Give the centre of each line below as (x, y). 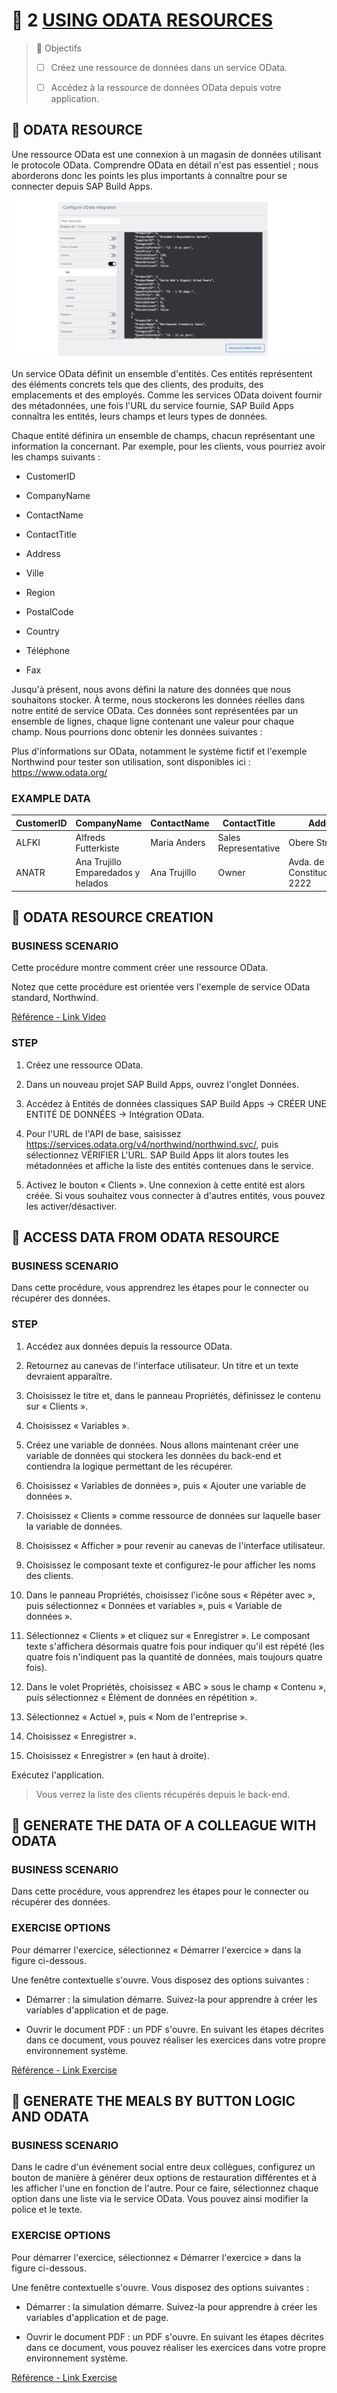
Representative (249, 848)
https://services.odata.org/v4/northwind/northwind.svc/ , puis (152, 1144)
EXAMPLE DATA (51, 798)
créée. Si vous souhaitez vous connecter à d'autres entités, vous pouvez (175, 1195)
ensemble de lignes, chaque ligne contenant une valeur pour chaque (153, 721)
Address (43, 553)
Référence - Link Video (59, 1017)
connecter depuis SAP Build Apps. (82, 186)
